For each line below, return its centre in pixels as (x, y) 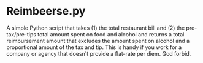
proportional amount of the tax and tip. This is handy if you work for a (94, 47)
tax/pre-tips (21, 34)
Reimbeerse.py (46, 11)
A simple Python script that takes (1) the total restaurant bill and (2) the (96, 28)
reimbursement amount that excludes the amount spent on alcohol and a (98, 41)
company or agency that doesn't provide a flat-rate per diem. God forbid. (99, 53)
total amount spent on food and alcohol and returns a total (111, 34)
